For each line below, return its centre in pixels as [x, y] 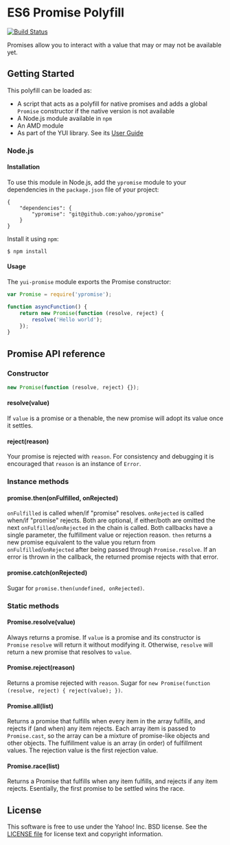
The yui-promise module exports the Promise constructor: [89, 282]
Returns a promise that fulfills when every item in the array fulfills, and [106, 721]
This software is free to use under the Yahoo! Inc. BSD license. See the [107, 827]
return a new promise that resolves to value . [69, 652]
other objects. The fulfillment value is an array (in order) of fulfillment [105, 743]
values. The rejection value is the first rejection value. [83, 750]
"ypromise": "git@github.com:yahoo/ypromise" [98, 214]
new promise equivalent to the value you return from [81, 542]
